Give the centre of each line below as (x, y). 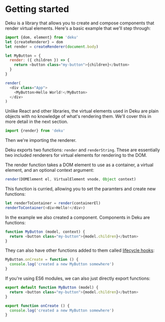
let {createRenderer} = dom (34, 42)
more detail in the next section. (37, 122)
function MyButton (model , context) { (45, 232)
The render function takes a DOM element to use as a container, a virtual (79, 165)
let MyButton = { (23, 56)
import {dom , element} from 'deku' (42, 37)
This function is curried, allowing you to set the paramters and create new (81, 189)
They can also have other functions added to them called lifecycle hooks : (80, 250)
